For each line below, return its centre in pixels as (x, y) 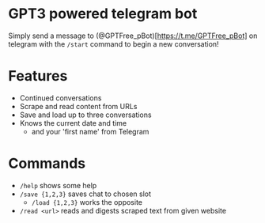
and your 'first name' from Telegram (90, 131)
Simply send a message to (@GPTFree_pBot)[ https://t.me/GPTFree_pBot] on (133, 36)
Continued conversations (61, 98)
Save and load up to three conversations (85, 115)
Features (38, 76)
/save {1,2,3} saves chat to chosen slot (85, 194)
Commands (47, 164)
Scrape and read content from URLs (78, 106)
